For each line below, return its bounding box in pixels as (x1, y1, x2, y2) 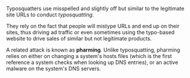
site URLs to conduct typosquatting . (6, 11, 94, 18)
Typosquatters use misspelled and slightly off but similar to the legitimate (6, 5, 185, 12)
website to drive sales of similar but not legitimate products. (6, 35, 152, 42)
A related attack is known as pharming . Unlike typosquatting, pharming (6, 46, 181, 53)
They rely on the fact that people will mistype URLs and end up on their (6, 23, 180, 29)
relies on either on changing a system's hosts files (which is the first (6, 53, 172, 59)
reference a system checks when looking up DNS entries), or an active (6, 59, 179, 66)
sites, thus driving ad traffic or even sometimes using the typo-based (6, 29, 175, 36)
